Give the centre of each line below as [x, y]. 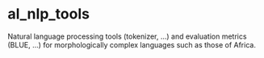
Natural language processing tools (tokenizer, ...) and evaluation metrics [127, 36]
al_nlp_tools [49, 14]
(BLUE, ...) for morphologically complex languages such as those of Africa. [132, 44]
